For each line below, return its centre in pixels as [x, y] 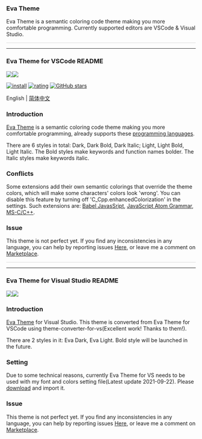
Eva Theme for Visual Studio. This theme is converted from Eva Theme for [98, 322]
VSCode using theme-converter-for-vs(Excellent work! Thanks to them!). [96, 329]
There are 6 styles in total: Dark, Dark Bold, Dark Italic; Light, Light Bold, [95, 145]
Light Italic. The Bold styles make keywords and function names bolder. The [100, 151]
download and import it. [36, 388]
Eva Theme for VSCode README [55, 61]
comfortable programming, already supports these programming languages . [101, 133]
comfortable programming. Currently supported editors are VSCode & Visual [101, 28]
